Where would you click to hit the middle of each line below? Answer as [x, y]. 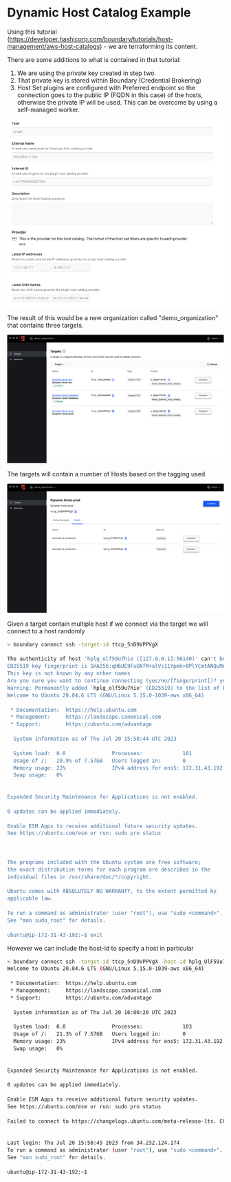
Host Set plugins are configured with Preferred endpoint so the [106, 87]
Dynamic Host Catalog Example [99, 13]
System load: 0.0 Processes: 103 [103, 1027]
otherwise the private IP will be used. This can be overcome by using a [117, 102]
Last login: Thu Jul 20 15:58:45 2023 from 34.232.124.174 [93, 1143]
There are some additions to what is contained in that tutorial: [94, 59]
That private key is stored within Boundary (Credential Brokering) [109, 80]
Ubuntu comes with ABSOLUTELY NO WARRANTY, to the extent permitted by [112, 891]
